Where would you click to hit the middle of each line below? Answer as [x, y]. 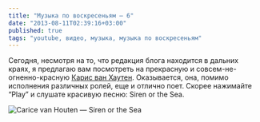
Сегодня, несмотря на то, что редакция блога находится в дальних [123, 61]
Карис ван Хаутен [102, 77]
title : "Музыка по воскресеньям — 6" [71, 16]
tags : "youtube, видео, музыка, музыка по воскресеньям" [105, 38]
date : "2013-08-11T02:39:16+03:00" [68, 23]
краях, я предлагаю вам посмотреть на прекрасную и [101, 69]
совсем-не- [216, 69]
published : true [35, 30]
